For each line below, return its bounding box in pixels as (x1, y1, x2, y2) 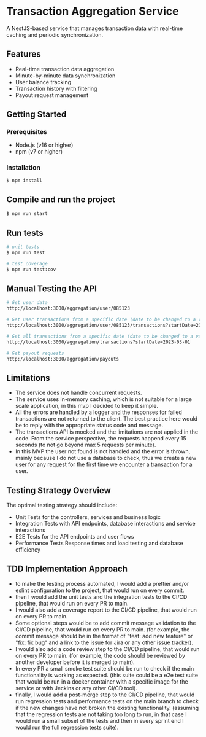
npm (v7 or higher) (15, 148, 63, 155)
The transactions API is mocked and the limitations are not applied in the (15, 428, 198, 435)
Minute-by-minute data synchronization (15, 72, 116, 79)
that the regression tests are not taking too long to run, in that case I (15, 711, 187, 718)
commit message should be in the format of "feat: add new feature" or (15, 632, 193, 639)
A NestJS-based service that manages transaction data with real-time (6, 25, 183, 32)
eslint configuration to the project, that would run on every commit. (15, 587, 185, 594)
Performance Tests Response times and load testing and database (15, 539, 183, 547)
